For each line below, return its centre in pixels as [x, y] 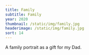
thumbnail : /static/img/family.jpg [42, 24]
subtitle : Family [23, 14]
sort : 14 [14, 33]
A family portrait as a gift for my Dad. [43, 47]
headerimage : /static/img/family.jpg [45, 28]
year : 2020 [17, 19]
